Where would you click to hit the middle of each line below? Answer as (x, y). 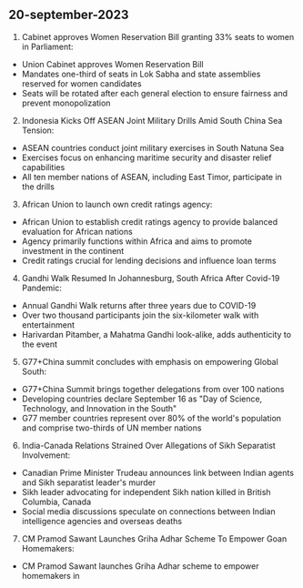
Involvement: (46, 455)
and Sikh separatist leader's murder (89, 482)
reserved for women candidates (81, 83)
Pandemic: (42, 288)
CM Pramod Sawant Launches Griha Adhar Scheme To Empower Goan (154, 538)
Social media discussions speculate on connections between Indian (148, 511)
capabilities (43, 167)
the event (40, 344)
